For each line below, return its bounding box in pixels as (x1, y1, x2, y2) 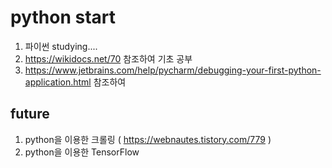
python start (10, 6, 116, 29)
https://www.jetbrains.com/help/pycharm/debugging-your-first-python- (24, 64, 322, 76)
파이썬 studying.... (24, 40, 98, 52)
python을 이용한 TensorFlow (24, 146, 140, 158)
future (10, 106, 50, 123)
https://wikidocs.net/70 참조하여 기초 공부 (24, 52, 193, 65)
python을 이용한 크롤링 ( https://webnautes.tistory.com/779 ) (24, 133, 272, 145)
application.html (24, 76, 92, 88)
